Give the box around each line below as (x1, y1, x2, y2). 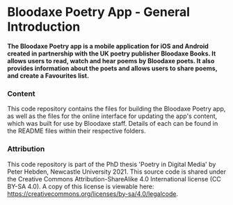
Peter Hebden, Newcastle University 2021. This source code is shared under (7, 167, 227, 176)
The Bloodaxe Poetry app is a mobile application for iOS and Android (7, 42, 209, 50)
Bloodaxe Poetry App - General (7, 4, 190, 20)
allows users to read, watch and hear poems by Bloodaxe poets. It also (7, 56, 215, 65)
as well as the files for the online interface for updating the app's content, (7, 112, 218, 120)
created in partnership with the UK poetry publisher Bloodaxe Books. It (7, 49, 216, 58)
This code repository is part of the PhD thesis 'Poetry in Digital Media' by (7, 160, 216, 168)
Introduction (7, 19, 81, 35)
